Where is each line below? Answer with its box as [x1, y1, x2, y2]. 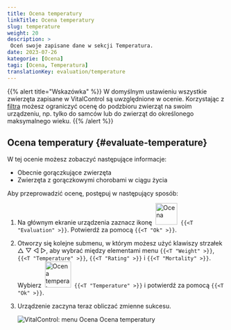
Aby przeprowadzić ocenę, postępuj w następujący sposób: [7, 189, 178, 198]
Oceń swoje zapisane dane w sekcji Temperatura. [10, 42, 154, 49]
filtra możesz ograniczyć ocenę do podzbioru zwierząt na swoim [7, 102, 192, 110]
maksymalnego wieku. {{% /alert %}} [7, 116, 114, 125]
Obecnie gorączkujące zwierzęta [17, 168, 112, 177]
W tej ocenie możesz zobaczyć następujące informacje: [7, 155, 167, 164]
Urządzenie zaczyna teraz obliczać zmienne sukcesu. [17, 302, 171, 311]
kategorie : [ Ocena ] [7, 55, 64, 62]
